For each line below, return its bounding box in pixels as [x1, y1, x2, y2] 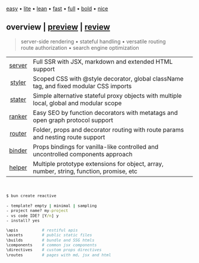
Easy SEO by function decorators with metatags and [33, 108, 178, 117]
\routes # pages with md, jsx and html [6, 252, 111, 258]
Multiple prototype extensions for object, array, [33, 159, 164, 168]
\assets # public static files [6, 232, 92, 238]
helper [9, 163, 28, 171]
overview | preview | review [6, 22, 111, 32]
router [9, 129, 27, 137]
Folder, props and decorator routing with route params [33, 126, 184, 134]
